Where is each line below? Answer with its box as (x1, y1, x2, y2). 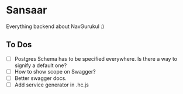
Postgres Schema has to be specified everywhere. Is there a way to (14, 55, 178, 62)
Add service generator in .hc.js (14, 81, 89, 88)
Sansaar (6, 4, 47, 17)
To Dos (6, 40, 32, 50)
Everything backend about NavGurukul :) (6, 23, 105, 30)
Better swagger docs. (14, 74, 67, 82)
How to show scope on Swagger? (14, 68, 96, 75)
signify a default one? (14, 62, 67, 69)
